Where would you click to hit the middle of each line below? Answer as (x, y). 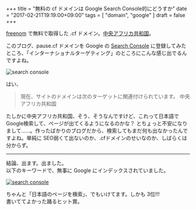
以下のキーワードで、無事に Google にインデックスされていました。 (87, 170)
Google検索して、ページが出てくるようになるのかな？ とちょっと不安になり (97, 123)
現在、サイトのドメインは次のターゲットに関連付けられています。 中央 (105, 96)
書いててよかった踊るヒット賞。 (44, 201)
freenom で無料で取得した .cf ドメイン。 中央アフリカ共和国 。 (80, 33)
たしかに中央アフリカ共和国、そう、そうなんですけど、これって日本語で (92, 116)
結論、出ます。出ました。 (36, 163)
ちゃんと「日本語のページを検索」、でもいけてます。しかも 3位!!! (83, 194)
